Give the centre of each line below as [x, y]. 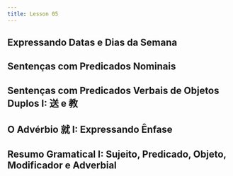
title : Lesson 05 [33, 14]
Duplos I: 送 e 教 [43, 103]
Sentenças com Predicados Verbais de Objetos [113, 90]
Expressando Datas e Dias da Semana [92, 43]
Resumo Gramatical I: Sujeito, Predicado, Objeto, [117, 154]
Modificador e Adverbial [62, 165]
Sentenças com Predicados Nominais [92, 67]
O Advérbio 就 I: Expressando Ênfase [90, 130]
